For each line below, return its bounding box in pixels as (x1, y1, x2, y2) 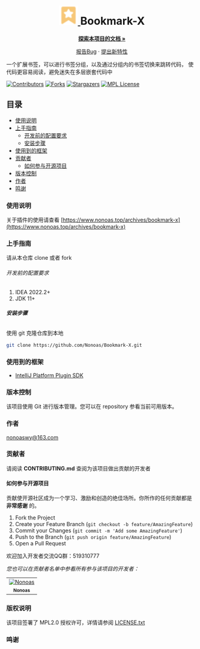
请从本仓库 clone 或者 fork (6, 254, 72, 262)
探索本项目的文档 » (78, 35, 126, 42)
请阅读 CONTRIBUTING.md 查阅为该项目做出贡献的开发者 (6, 464, 151, 472)
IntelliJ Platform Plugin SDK (15, 372, 84, 379)
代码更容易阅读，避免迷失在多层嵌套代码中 (6, 68, 113, 75)
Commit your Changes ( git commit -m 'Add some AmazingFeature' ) (15, 527, 183, 535)
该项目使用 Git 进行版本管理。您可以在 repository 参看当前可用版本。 (6, 403, 178, 410)
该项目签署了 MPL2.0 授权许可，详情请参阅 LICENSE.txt (6, 619, 145, 626)
